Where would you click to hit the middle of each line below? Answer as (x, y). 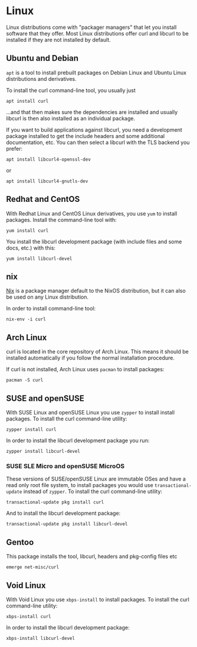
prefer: (14, 148)
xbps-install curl (29, 616)
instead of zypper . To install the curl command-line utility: (93, 492)
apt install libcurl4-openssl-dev (49, 159)
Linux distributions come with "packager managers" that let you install (91, 27)
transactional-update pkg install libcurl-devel (67, 524)
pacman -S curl (25, 380)
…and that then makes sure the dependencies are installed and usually (92, 112)
